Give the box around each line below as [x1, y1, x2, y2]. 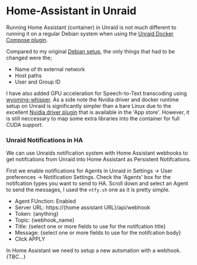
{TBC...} [6, 253, 26, 260]
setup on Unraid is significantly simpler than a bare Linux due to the [6, 102, 171, 109]
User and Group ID [14, 78, 61, 85]
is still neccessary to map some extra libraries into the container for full [6, 114, 180, 122]
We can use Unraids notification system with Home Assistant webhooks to [6, 149, 188, 157]
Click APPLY [14, 235, 46, 242]
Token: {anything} [14, 210, 59, 218]
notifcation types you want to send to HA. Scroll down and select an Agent [6, 180, 189, 187]
